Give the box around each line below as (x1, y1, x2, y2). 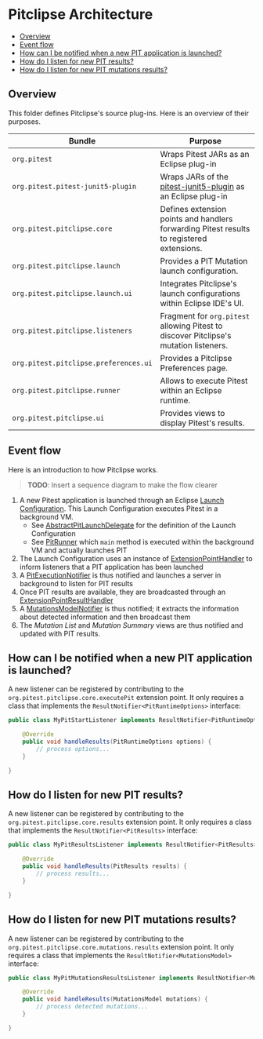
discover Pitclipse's (160, 330, 232, 341)
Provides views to (160, 407, 225, 418)
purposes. (8, 116, 41, 126)
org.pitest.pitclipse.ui (12, 414, 105, 422)
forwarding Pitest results (160, 223, 250, 234)
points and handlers (160, 213, 233, 224)
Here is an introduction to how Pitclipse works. (8, 465, 158, 474)
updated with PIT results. (19, 629, 100, 638)
